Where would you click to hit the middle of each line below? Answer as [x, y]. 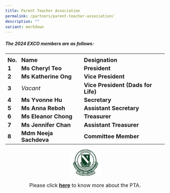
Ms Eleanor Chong [47, 117]
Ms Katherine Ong [46, 77]
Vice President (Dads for [118, 85]
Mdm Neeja [37, 133]
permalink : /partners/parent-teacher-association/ [60, 16]
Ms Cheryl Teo [41, 68]
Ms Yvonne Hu [41, 100]
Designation [100, 60]
